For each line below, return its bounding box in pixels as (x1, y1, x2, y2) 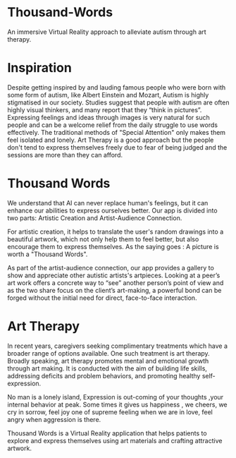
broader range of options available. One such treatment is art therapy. (7, 349, 210, 357)
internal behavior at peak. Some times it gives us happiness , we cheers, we (7, 400, 228, 409)
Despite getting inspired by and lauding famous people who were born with (7, 83, 226, 92)
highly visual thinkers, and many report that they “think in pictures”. (7, 105, 202, 114)
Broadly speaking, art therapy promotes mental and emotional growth (7, 356, 209, 365)
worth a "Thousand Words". (7, 250, 88, 258)
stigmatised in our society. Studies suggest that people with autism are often (7, 98, 230, 107)
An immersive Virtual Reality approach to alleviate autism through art (7, 28, 206, 36)
